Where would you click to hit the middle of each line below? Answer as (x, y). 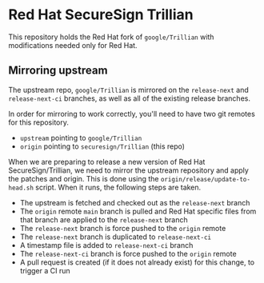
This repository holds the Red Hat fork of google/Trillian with (111, 37)
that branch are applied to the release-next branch (104, 219)
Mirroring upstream (58, 71)
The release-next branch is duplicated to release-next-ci (116, 237)
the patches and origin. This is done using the (84, 178)
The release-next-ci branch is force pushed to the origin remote (128, 253)
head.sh (21, 188)
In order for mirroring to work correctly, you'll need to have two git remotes (132, 114)
